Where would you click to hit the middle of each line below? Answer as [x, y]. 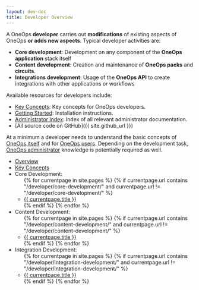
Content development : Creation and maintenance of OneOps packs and [104, 64]
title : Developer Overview [40, 17]
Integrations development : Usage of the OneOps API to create [92, 77]
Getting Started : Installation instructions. [64, 113]
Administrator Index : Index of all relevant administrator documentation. [101, 119]
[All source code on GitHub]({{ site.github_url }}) [74, 125]
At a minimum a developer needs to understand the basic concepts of [91, 137]
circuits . [25, 71]
